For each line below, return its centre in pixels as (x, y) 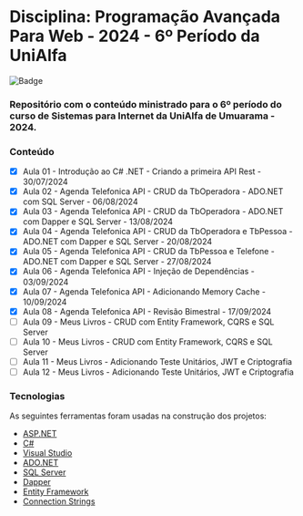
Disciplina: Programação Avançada (145, 17)
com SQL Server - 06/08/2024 (80, 201)
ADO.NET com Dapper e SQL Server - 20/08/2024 (117, 242)
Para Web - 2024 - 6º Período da (135, 36)
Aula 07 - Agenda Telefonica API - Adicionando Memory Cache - (144, 291)
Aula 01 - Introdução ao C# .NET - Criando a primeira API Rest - (142, 171)
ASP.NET (40, 434)
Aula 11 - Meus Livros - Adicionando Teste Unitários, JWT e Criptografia (157, 361)
